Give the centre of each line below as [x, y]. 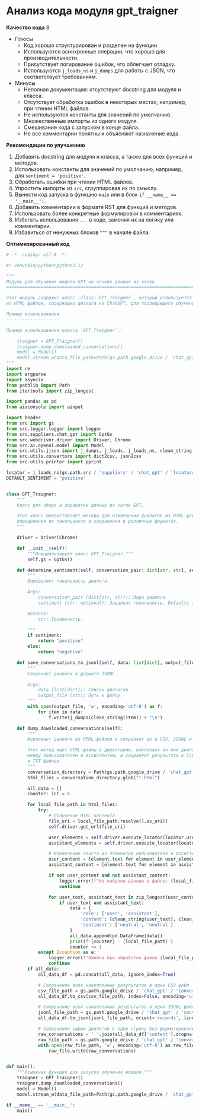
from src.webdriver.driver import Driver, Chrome [69, 440]
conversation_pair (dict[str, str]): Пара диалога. [103, 598]
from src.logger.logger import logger [54, 429]
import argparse [26, 374]
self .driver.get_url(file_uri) [87, 827]
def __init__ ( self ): [42, 548]
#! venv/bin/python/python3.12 [45, 265]
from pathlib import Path [38, 385]
